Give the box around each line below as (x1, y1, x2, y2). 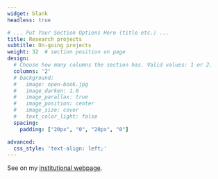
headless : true (7, 17, 51, 24)
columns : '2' (13, 67, 51, 75)
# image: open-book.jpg (13, 80, 89, 87)
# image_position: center (13, 100, 95, 108)
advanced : (7, 138, 36, 146)
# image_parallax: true (13, 94, 89, 101)
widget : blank (7, 10, 49, 17)
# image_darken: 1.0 (13, 87, 79, 94)
